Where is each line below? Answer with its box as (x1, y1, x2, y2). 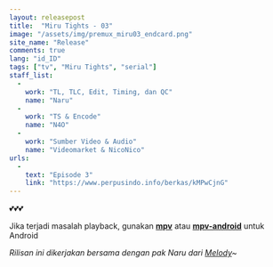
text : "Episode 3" (25, 170, 93, 179)
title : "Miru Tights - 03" (9, 21, 114, 30)
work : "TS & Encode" (25, 112, 101, 121)
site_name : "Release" (9, 37, 90, 47)
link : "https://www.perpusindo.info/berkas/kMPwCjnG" (25, 179, 229, 188)
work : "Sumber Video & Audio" (25, 137, 138, 146)
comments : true (9, 46, 66, 55)
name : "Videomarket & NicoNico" (25, 145, 145, 154)
